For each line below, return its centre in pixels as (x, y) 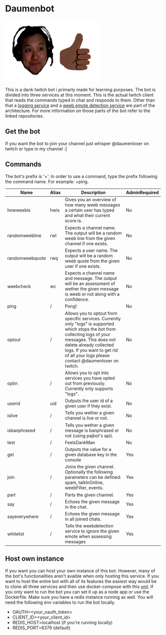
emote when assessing (88, 536)
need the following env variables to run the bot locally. (60, 602)
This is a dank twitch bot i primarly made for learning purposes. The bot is (80, 89)
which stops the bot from (90, 329)
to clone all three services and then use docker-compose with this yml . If (79, 586)
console (73, 460)
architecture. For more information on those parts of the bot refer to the (78, 111)
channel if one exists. (86, 243)
